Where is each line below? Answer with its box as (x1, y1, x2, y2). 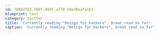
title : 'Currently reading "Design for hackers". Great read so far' (5, 20, 151, 25)
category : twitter (5, 16, 43, 21)
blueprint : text (5, 12, 38, 16)
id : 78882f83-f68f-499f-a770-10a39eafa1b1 (5, 7, 94, 12)
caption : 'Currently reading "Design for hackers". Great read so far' (5, 25, 155, 30)
